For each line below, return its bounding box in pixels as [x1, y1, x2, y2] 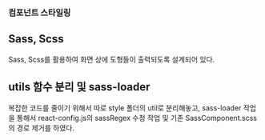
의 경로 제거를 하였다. [8, 122, 74, 133]
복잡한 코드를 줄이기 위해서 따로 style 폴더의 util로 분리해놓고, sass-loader [8, 102, 242, 113]
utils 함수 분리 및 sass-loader [8, 80, 151, 94]
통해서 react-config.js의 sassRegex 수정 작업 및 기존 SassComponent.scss [16, 113, 258, 122]
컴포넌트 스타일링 [8, 6, 71, 18]
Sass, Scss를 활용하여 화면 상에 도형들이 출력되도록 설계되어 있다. [8, 54, 215, 64]
